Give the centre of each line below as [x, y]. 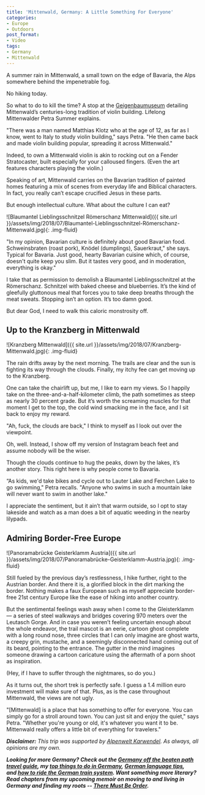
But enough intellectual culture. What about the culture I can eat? [88, 205]
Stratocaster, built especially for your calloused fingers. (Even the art [93, 161]
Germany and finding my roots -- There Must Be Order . [78, 786]
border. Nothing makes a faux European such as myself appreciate [90, 591]
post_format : [23, 35]
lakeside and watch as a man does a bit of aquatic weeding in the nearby [98, 513]
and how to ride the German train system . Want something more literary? [102, 773]
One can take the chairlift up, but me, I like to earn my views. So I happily [98, 388]
